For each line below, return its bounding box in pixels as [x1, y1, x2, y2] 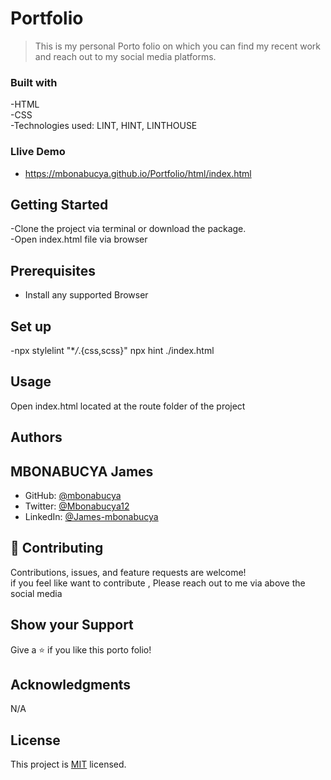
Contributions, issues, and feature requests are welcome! [10, 566, 247, 578]
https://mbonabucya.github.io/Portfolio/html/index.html [24, 167, 252, 179]
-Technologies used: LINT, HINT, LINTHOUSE [10, 120, 198, 132]
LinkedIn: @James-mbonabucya [24, 510, 159, 522]
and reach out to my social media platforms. [34, 50, 217, 62]
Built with [10, 75, 58, 89]
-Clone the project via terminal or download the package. [10, 223, 247, 235]
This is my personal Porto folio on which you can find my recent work [34, 40, 321, 52]
